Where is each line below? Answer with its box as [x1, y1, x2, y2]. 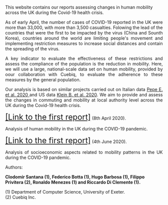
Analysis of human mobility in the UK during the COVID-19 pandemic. [5, 126, 148, 131]
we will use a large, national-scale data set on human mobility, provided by [5, 66, 163, 72]
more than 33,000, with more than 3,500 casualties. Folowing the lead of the [5, 24, 163, 30]
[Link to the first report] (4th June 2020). [5, 135, 127, 145]
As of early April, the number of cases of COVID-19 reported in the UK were [5, 19, 163, 25]
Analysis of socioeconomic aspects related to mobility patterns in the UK [5, 149, 163, 155]
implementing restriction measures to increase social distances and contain [5, 40, 163, 46]
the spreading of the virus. [5, 46, 60, 51]
